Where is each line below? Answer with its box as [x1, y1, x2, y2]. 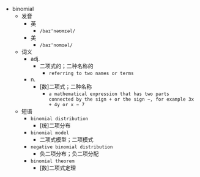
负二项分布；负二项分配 [39, 150, 99, 157]
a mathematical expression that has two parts [48, 91, 169, 97]
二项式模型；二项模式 [39, 136, 94, 143]
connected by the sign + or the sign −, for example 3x [48, 96, 194, 103]
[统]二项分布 [39, 122, 71, 129]
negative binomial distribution [30, 144, 113, 150]
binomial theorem [30, 158, 75, 164]
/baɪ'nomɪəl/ [39, 42, 73, 48]
